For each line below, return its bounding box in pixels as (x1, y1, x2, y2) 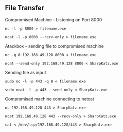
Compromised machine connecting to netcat (5, 96, 94, 101)
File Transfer (5, 4, 45, 12)
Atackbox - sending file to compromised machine (5, 43, 104, 49)
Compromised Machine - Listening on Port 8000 (5, 16, 102, 22)
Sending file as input (5, 69, 46, 75)
